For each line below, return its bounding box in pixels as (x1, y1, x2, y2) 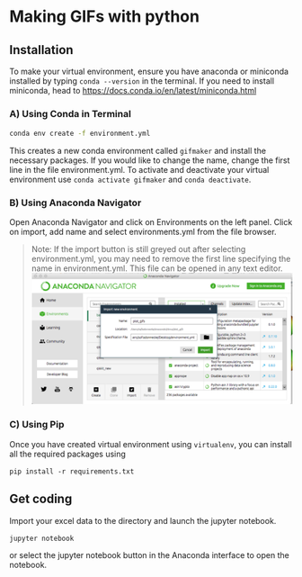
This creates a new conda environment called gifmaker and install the (9, 146, 267, 157)
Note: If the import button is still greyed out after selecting (31, 244, 246, 255)
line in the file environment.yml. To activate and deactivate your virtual (9, 165, 270, 176)
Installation (9, 42, 74, 58)
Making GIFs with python (9, 6, 200, 27)
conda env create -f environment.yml (9, 129, 151, 139)
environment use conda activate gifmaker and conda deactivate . (9, 174, 252, 185)
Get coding (9, 491, 73, 507)
